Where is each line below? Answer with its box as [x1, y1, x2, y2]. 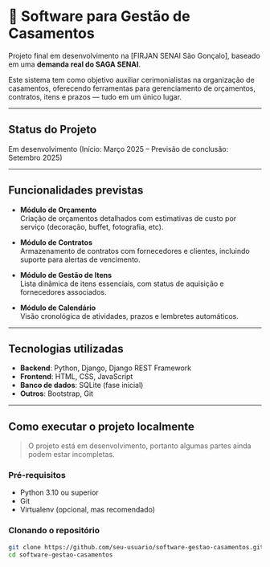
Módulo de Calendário [19, 303, 96, 312]
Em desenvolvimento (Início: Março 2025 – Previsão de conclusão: [8, 144, 229, 153]
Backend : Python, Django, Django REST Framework [19, 363, 191, 373]
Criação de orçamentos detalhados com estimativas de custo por [19, 213, 237, 223]
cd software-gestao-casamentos [8, 550, 113, 559]
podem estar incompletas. [27, 450, 115, 459]
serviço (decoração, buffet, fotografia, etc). [19, 222, 164, 231]
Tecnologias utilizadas [8, 341, 124, 356]
